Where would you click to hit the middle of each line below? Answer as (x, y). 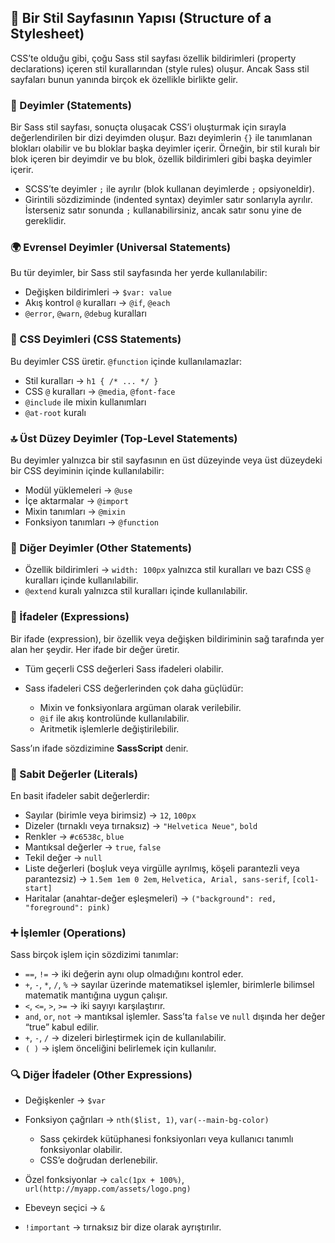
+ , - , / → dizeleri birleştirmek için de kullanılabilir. (125, 1038)
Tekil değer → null (63, 857)
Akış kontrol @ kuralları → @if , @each (97, 303)
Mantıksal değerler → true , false (93, 847)
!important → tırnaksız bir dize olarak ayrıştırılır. (123, 1227)
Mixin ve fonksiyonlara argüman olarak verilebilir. (140, 707)
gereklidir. (45, 221)
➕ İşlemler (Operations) (68, 933)
